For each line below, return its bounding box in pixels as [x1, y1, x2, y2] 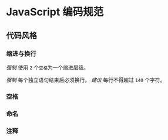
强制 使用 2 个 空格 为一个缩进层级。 [6, 64, 89, 71]
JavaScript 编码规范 [6, 5, 104, 19]
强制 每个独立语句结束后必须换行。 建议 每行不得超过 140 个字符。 [6, 76, 166, 83]
